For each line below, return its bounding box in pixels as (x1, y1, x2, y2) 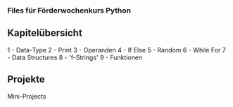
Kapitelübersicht (7, 27, 82, 39)
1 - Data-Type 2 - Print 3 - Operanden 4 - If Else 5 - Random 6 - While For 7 (7, 45, 227, 54)
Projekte (7, 73, 45, 85)
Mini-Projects (7, 92, 46, 100)
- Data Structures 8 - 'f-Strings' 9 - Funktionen (7, 53, 143, 62)
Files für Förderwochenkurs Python (7, 6, 132, 15)
